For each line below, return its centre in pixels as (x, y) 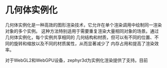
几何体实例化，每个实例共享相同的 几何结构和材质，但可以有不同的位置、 (80, 37)
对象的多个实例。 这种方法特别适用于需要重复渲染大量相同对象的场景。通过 (82, 31)
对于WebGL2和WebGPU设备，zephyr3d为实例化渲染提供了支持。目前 (77, 60)
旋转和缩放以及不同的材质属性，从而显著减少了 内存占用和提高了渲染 (84, 43)
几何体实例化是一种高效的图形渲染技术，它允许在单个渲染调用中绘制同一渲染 (83, 25)
